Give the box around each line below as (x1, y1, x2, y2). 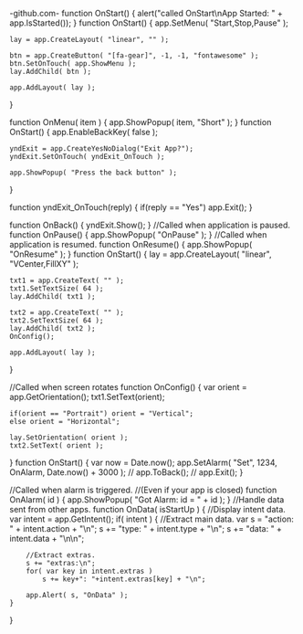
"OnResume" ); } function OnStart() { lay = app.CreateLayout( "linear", (9, 248, 272, 259)
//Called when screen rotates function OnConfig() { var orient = (9, 382, 248, 392)
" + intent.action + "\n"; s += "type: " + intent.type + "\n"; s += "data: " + (9, 523, 283, 534)
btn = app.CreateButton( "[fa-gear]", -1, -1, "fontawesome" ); (9, 51, 259, 60)
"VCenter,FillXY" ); (9, 259, 79, 269)
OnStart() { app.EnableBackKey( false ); (9, 127, 158, 137)
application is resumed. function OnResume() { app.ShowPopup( (9, 239, 253, 249)
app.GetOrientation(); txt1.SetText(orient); (9, 392, 165, 402)
